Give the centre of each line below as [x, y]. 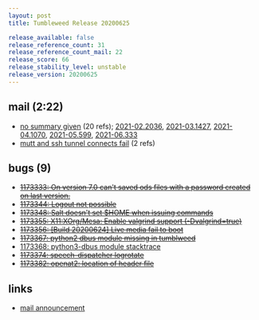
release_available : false [51, 38]
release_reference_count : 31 [57, 45]
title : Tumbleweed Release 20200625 [69, 23]
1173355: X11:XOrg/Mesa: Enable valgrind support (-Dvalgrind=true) [131, 221]
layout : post [30, 16]
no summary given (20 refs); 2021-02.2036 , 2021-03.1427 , [116, 126]
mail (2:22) [36, 107]
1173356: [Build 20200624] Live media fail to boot [102, 230]
